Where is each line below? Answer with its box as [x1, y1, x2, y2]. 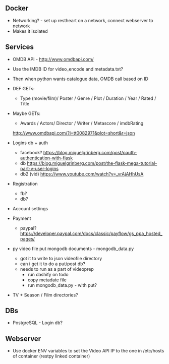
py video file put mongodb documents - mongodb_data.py [12, 246, 134, 252]
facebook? [20, 149, 42, 155]
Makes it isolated [12, 28, 48, 34]
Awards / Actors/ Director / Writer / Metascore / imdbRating [20, 120, 144, 126]
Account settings [12, 205, 48, 211]
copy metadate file [27, 277, 67, 283]
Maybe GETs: [12, 110, 40, 116]
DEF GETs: [12, 85, 35, 91]
